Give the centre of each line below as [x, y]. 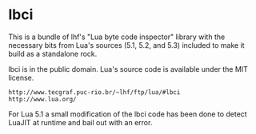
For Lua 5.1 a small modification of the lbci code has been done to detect [128, 114]
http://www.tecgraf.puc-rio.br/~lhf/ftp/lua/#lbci [94, 92]
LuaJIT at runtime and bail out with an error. [80, 122]
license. [21, 77]
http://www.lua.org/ [43, 99]
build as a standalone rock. [53, 53]
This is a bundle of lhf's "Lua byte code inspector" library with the [117, 37]
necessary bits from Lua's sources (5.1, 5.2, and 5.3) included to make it [127, 45]
